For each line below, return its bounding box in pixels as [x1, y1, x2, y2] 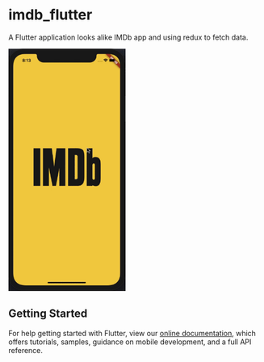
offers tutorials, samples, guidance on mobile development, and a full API [8, 337, 252, 347]
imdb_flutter [8, 6, 93, 24]
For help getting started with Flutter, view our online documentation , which [8, 328, 257, 338]
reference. [8, 345, 43, 355]
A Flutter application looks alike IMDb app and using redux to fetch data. [8, 32, 249, 42]
